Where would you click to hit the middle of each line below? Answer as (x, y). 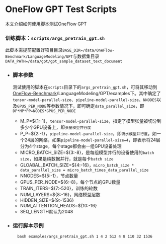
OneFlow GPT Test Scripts (61, 9)
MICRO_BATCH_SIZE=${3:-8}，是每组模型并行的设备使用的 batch (87, 152)
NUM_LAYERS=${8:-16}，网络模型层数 (60, 194)
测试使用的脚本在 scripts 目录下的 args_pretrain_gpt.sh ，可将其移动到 (85, 87)
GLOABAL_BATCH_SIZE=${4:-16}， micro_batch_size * (77, 165)
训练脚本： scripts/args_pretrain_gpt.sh (55, 38)
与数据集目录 (86, 56)
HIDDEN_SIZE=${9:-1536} (47, 200)
